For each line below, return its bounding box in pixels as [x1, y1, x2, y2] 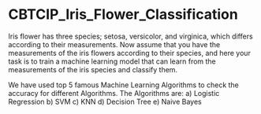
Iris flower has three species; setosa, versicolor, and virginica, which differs [8, 31, 254, 41]
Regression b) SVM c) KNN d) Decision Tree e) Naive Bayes [8, 97, 203, 106]
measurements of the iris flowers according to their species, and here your [8, 48, 251, 57]
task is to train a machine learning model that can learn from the [8, 57, 217, 66]
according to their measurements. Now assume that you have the [8, 39, 221, 49]
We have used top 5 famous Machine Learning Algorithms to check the [8, 80, 239, 90]
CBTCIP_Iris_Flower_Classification [8, 6, 238, 24]
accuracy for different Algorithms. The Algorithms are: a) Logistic [8, 88, 220, 97]
